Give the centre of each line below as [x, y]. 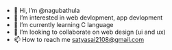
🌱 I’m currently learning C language [63, 25]
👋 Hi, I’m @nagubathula [47, 10]
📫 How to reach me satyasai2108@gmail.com [79, 40]
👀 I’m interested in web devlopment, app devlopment [88, 18]
